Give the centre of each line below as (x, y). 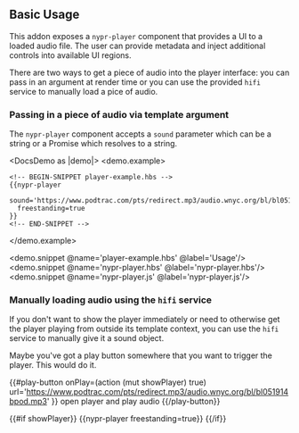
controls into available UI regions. (70, 55)
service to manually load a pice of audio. (84, 91)
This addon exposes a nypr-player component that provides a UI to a (136, 36)
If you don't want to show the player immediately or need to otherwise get (145, 320)
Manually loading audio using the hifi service (110, 300)
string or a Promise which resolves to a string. (93, 144)
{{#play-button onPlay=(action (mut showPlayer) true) (108, 382)
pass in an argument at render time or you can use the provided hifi (135, 82)
